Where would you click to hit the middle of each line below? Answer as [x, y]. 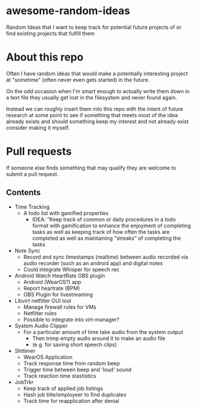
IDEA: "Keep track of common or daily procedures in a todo [104, 219]
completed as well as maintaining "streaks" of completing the [106, 238]
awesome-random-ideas [68, 11]
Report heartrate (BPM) [52, 288]
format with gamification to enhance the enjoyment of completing [111, 226]
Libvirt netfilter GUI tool [43, 300]
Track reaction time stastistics [60, 376]
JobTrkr [24, 382]
